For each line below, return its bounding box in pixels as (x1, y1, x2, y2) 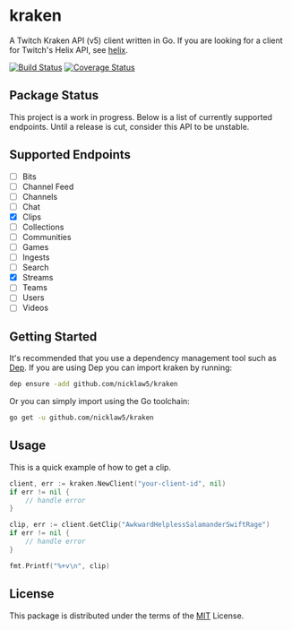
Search (21, 262, 49, 273)
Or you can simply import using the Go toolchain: (9, 396, 190, 407)
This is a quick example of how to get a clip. (9, 462, 172, 472)
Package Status (9, 88, 99, 103)
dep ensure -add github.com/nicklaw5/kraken (9, 380, 178, 389)
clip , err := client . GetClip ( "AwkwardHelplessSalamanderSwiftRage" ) (9, 521, 271, 530)
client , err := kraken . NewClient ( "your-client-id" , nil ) (9, 479, 227, 488)
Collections (21, 221, 64, 232)
